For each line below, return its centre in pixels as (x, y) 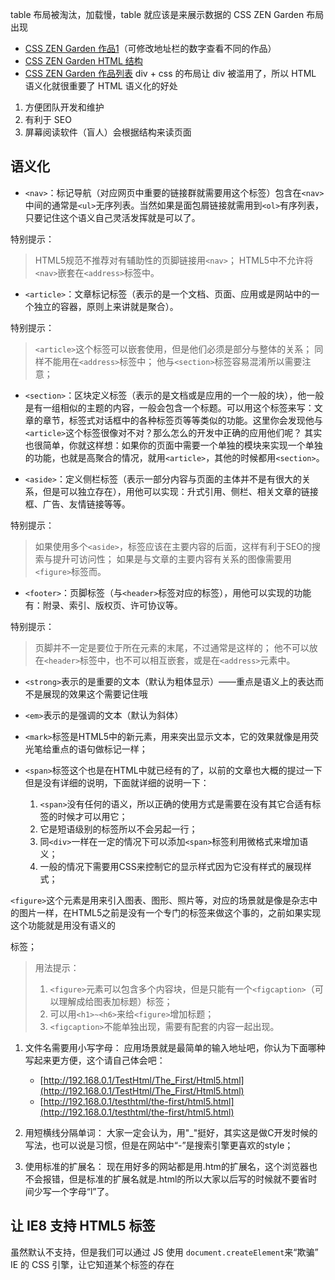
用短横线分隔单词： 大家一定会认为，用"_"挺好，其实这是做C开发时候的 (171, 1132)
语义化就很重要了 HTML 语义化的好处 (101, 86)
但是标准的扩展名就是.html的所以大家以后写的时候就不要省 (188, 1179)
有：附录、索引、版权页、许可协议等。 (103, 605)
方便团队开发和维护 (64, 107)
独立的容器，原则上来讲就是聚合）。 (106, 306)
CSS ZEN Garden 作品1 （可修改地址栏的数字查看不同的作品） (150, 48)
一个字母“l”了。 (83, 1191)
